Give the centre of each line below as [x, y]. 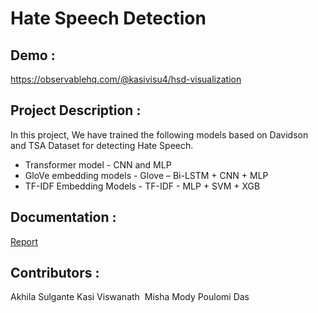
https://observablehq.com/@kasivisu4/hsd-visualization [126, 79]
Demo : [33, 55]
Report [24, 241]
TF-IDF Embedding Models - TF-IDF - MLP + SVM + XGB [142, 186]
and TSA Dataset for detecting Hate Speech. [102, 145]
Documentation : [63, 217]
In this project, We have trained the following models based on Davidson [159, 134]
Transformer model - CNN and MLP [98, 164]
